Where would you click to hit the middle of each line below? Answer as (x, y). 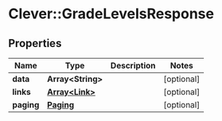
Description (133, 66)
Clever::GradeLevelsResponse (111, 14)
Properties (35, 43)
